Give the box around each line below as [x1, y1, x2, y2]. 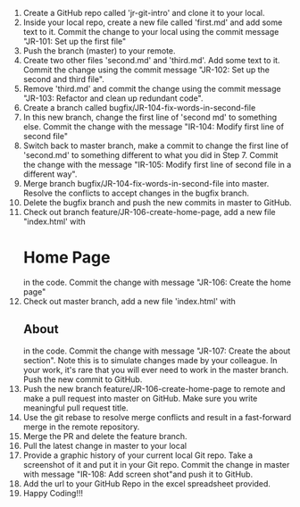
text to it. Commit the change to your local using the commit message [22, 27, 279, 37]
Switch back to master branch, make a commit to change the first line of [22, 140, 289, 151]
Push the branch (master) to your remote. [22, 46, 177, 56]
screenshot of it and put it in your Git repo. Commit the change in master [22, 459, 290, 470]
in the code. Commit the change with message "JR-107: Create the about [22, 345, 291, 356]
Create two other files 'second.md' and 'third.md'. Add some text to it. [22, 55, 280, 65]
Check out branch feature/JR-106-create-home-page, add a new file [22, 207, 276, 217]
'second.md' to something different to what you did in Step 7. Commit [22, 150, 279, 160]
